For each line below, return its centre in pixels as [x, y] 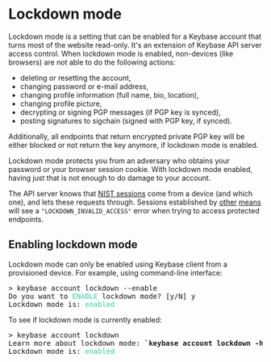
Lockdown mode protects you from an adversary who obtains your [119, 160]
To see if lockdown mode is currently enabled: [85, 319]
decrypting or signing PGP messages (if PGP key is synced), [121, 112]
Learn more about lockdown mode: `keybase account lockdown [130, 343]
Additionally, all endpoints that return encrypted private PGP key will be [127, 136]
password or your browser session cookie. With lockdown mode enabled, [130, 169]
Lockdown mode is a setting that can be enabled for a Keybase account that [135, 36]
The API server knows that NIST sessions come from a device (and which [131, 193]
